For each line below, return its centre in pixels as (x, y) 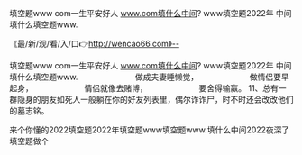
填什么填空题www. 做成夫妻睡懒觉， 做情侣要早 (150, 77)
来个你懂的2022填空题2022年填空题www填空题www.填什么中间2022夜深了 (150, 130)
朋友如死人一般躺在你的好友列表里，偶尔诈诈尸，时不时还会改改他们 (167, 99)
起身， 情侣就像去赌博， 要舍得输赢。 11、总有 (144, 88)
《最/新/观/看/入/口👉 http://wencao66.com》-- (95, 44)
